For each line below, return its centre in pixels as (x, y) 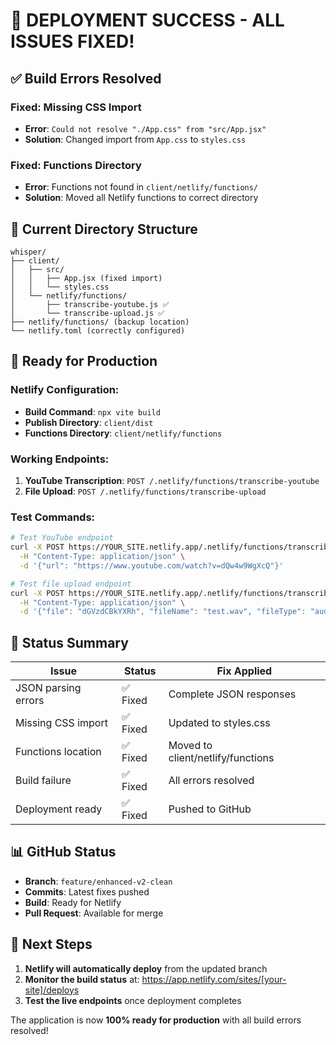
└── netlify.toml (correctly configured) (98, 330)
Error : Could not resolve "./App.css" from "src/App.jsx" (145, 128)
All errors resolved (211, 781)
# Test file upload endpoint (71, 584)
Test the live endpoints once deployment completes (133, 1000)
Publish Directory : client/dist (89, 422)
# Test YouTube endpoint (62, 538)
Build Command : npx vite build (92, 411)
